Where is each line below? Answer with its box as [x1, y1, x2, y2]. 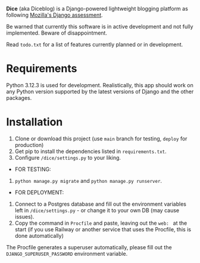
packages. [6, 94, 32, 101]
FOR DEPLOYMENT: [14, 188, 64, 196]
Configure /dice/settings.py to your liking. [14, 154, 121, 161]
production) [14, 141, 44, 148]
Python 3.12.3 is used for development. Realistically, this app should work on [6, 81, 193, 88]
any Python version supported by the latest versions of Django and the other [6, 88, 194, 95]
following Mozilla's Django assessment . [6, 11, 103, 19]
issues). [14, 213, 35, 220]
